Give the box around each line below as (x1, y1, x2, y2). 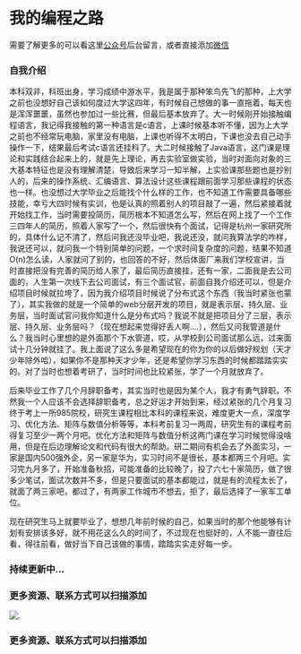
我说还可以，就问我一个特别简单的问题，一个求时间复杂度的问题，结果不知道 (9, 243, 292, 254)
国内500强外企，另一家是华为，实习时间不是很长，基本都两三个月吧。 (24, 452, 283, 463)
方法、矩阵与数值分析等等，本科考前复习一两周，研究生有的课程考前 (39, 418, 292, 430)
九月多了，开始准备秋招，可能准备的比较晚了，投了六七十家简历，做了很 (24, 463, 292, 475)
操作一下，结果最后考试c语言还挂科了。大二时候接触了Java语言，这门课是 (9, 142, 283, 153)
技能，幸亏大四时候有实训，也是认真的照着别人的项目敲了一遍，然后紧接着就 (9, 198, 292, 209)
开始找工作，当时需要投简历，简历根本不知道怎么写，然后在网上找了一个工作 (9, 210, 292, 220)
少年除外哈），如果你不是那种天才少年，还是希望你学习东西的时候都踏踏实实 (9, 355, 288, 366)
